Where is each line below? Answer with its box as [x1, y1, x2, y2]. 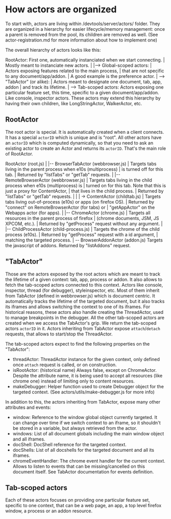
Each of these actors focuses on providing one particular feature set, [5, 497, 151, 503]
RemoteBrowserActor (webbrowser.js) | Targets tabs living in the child [5, 177, 152, 183]
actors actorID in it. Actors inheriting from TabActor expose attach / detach [5, 325, 161, 331]
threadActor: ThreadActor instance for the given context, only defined [12, 356, 160, 362]
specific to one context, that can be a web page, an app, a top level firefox [5, 503, 162, 509]
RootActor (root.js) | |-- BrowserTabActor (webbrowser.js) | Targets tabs [5, 161, 157, 167]
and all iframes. [12, 436, 45, 442]
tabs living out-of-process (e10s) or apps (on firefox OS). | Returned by [5, 198, 155, 205]
